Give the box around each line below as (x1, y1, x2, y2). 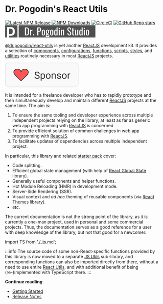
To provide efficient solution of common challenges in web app (12, 128, 140, 134)
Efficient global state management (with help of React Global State (12, 167, 147, 173)
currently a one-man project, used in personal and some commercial (5, 219, 143, 224)
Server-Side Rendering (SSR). (12, 188, 72, 194)
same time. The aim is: (5, 102, 50, 109)
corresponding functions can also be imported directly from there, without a (5, 259, 159, 265)
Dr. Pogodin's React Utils (5, 3, 108, 15)
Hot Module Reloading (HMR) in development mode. (12, 183, 118, 189)
